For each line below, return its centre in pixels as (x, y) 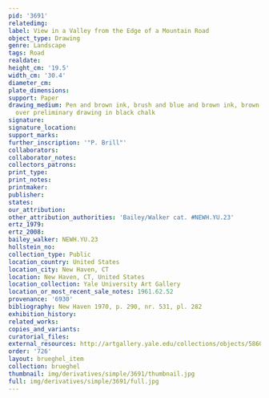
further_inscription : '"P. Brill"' (68, 142)
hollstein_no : (32, 247)
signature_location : (43, 128)
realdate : (25, 61)
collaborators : (34, 150)
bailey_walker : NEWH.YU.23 (53, 240)
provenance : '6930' (41, 299)
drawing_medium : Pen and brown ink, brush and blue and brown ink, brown (134, 105)
